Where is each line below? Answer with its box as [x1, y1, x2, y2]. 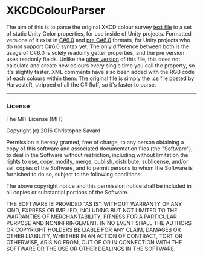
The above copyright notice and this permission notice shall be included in [6, 182, 192, 190]
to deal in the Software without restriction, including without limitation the [6, 152, 188, 159]
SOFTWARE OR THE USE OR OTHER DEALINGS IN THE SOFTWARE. [6, 245, 176, 253]
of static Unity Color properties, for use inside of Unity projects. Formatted [6, 29, 192, 37]
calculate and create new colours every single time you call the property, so [6, 61, 195, 69]
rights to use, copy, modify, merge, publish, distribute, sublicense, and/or [6, 158, 188, 166]
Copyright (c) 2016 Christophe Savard [6, 127, 101, 134]
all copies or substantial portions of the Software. [6, 189, 129, 196]
